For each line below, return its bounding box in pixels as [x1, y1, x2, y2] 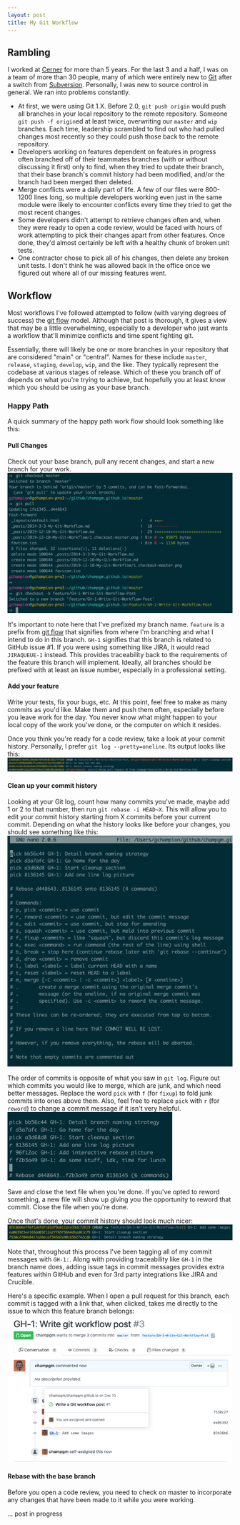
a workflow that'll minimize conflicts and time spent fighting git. [7, 331, 194, 340]
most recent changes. [17, 208, 83, 217]
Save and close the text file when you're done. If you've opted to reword [7, 1187, 220, 1196]
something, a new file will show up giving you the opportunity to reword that [7, 1195, 231, 1204]
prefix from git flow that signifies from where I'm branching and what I [7, 627, 214, 636]
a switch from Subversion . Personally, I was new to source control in [7, 81, 209, 89]
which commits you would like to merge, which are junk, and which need [7, 1081, 221, 1089]
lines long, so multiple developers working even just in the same [34, 193, 223, 201]
